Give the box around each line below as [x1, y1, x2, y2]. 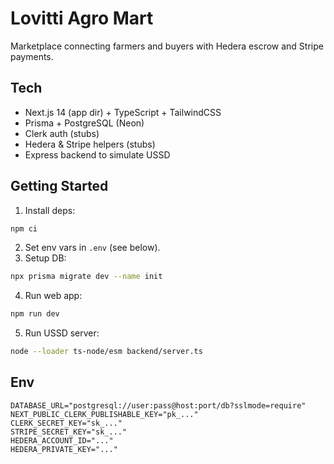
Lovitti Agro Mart [10, 7, 154, 30]
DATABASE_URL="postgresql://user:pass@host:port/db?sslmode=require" [10, 400, 307, 411]
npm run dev [10, 309, 60, 319]
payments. [10, 50, 54, 62]
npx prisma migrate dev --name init [10, 272, 163, 282]
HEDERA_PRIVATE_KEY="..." [10, 444, 118, 454]
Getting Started [10, 178, 109, 195]
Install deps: [24, 204, 76, 216]
